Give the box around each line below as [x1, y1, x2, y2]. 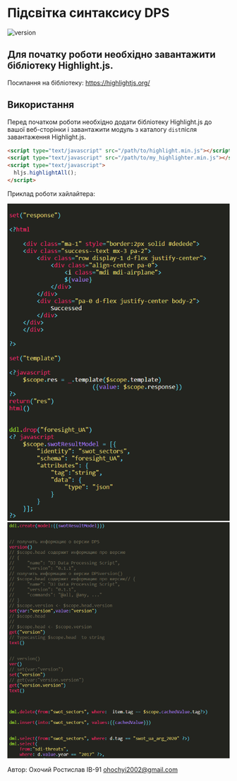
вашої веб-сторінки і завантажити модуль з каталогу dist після [7, 125, 197, 133]
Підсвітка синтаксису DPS [7, 5, 170, 21]
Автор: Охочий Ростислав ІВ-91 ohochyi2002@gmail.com [7, 765, 178, 774]
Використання [7, 99, 75, 111]
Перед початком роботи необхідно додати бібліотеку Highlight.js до [7, 118, 212, 126]
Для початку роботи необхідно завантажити [7, 49, 217, 61]
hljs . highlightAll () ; [13, 169, 78, 177]
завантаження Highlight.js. [7, 133, 87, 141]
